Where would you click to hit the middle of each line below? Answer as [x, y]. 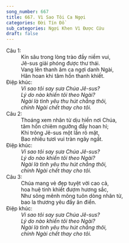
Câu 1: [14, 51]
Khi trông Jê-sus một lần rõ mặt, [60, 133]
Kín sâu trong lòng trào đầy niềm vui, [66, 57]
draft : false [22, 34]
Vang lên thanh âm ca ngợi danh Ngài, [67, 70]
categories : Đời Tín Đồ [36, 23]
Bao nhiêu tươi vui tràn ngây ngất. [62, 139]
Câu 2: [14, 114]
